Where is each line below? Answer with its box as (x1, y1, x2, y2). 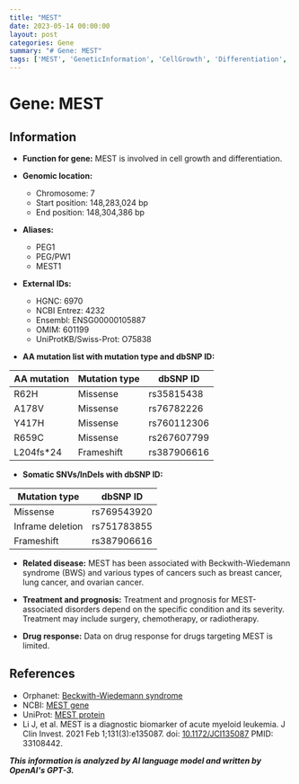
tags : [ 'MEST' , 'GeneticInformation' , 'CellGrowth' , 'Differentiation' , (9, 55, 287, 64)
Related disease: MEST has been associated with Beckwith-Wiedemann (22, 558, 291, 568)
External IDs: (22, 278, 72, 288)
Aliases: (22, 225, 54, 234)
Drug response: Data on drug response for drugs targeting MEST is (22, 630, 274, 641)
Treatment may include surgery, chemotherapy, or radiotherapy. (22, 613, 259, 624)
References (9, 666, 75, 682)
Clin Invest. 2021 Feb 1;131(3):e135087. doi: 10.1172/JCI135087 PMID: (22, 728, 274, 739)
